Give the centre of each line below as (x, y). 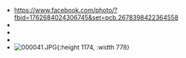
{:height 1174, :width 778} (93, 47)
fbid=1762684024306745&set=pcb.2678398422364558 (96, 17)
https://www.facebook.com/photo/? (66, 10)
